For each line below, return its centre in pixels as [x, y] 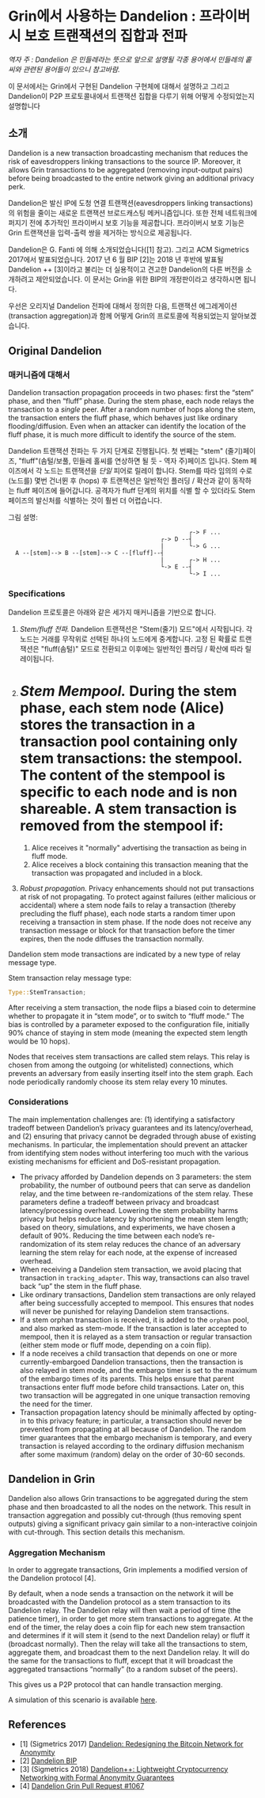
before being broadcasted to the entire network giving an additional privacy [131, 178]
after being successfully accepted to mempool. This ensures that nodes [137, 1302]
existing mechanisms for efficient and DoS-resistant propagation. [115, 1161]
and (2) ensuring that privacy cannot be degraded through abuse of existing [132, 1136]
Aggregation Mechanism [57, 1553]
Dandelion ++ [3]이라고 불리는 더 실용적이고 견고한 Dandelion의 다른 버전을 [126, 269]
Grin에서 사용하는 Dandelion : [102, 16]
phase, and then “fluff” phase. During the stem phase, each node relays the [131, 401]
